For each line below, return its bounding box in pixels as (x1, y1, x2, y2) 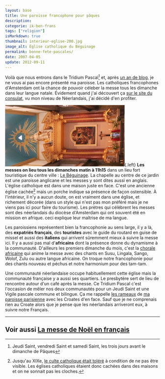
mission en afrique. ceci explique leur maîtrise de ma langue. (5, 215, 128, 221)
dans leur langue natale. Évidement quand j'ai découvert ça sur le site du (5, 90, 153, 96)
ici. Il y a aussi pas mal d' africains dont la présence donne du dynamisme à (5, 240, 158, 246)
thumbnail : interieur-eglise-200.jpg (5, 39, 82, 44)
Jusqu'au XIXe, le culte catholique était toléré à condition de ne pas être (12, 358, 159, 364)
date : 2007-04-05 (5, 54, 41, 59)
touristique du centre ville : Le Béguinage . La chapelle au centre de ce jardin (5, 172, 159, 178)
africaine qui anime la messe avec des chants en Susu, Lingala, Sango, (5, 250, 149, 256)
